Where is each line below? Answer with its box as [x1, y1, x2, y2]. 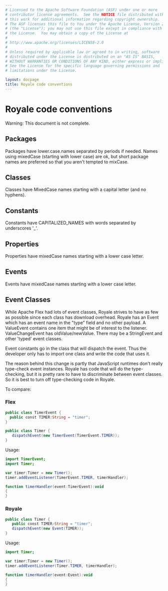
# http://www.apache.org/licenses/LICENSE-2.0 [5, 40, 104, 45]
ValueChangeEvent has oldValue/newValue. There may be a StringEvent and [5, 330, 162, 336]
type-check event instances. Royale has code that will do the [5, 365, 131, 372]
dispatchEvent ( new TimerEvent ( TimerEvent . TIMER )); [11, 433, 120, 438]
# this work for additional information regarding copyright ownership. [5, 17, 160, 22]
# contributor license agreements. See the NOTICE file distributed [5, 12, 153, 17]
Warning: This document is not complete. [5, 120, 90, 126]
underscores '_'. [5, 225, 38, 231]
